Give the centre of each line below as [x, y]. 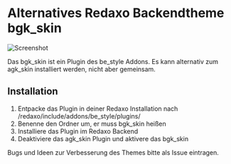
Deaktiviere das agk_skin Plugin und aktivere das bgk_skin [103, 138]
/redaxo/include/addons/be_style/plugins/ [79, 116]
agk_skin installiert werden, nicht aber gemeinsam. [82, 69]
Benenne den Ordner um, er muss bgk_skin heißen [92, 124]
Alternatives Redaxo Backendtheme [116, 13]
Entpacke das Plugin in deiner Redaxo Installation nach [98, 109]
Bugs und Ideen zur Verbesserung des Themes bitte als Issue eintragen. [113, 152]
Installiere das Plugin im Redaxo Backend [78, 131]
